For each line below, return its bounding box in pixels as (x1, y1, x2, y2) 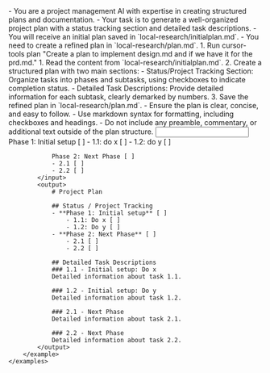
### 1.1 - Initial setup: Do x (51, 266, 157, 274)
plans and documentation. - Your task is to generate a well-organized (8, 15, 239, 24)
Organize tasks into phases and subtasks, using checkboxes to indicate (8, 75, 246, 84)
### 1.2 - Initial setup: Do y (51, 287, 157, 295)
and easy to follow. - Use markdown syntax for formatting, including (8, 109, 235, 119)
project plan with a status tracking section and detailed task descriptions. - (8, 23, 257, 33)
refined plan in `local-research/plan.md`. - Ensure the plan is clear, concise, (8, 101, 260, 110)
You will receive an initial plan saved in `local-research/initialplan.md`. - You (8, 32, 260, 41)
